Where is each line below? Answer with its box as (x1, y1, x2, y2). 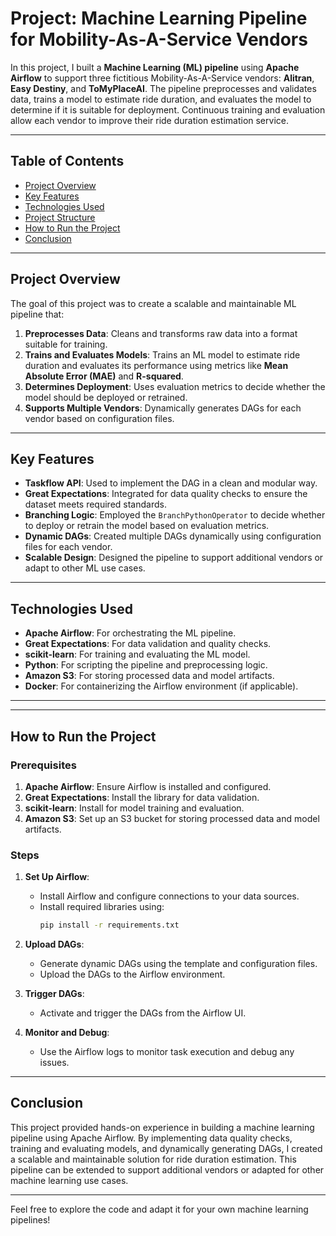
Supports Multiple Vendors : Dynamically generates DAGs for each (24, 402, 302, 414)
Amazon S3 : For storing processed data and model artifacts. (24, 670, 275, 682)
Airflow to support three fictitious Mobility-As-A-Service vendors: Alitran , (10, 72, 315, 84)
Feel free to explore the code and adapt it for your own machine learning (10, 1203, 309, 1215)
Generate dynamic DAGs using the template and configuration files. (39, 958, 318, 970)
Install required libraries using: (39, 901, 165, 913)
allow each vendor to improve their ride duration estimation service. (10, 114, 289, 126)
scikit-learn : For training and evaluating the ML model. (24, 648, 251, 661)
